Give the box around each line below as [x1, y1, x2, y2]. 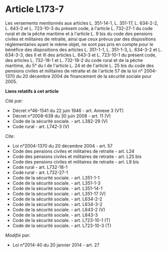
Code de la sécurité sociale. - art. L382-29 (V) [12, 118, 108, 124]
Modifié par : [5, 232, 31, 238]
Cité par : [5, 97, 23, 103]
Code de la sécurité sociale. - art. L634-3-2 [12, 201, 102, 207]
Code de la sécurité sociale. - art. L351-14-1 [12, 185, 102, 191]
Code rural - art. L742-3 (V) [12, 123, 69, 129]
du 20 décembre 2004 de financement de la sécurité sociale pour [15, 73, 152, 79]
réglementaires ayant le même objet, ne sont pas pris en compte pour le [5, 41, 153, 47]
